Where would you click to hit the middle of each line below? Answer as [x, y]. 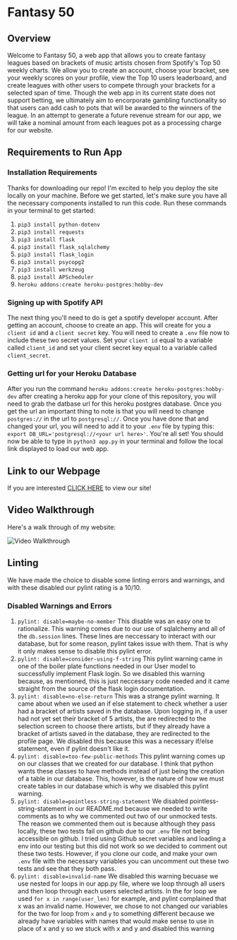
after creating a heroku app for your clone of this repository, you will [117, 397]
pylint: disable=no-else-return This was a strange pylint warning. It [119, 697]
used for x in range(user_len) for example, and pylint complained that [122, 899]
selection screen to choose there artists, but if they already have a [114, 726]
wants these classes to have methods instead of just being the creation [121, 771]
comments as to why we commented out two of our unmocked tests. [117, 817]
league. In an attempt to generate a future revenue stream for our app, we [115, 115]
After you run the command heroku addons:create [80, 389]
